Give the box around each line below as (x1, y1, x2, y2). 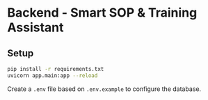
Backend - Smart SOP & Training (7, 5, 198, 21)
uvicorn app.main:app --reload (7, 72, 98, 79)
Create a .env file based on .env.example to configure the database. (7, 85, 202, 93)
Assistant (7, 19, 64, 35)
